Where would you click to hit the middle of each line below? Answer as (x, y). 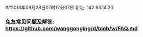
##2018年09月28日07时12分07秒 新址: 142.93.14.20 (59, 7)
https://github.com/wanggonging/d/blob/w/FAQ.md (71, 28)
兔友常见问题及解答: (30, 22)
